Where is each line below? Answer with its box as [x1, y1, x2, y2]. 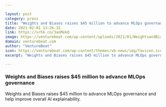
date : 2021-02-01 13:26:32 [5, 25, 61, 30]
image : [5, 35, 19, 39]
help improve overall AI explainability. [5, 96, 81, 102]
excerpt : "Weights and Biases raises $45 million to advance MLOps [5, 53, 147, 58]
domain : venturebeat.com [5, 39, 56, 44]
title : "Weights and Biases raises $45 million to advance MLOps [5, 21, 142, 26]
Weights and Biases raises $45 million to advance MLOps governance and [5, 91, 157, 97]
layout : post [5, 11, 32, 16]
